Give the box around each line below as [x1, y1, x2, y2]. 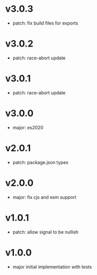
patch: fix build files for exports [12, 20, 78, 26]
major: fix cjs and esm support [12, 194, 77, 200]
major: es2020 [12, 124, 44, 130]
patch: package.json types [12, 159, 69, 165]
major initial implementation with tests [12, 264, 92, 270]
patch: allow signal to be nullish [12, 228, 79, 235]
